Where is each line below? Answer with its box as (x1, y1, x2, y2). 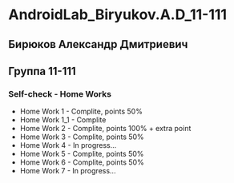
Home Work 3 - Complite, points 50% (19, 132, 144, 141)
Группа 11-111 (8, 64, 76, 78)
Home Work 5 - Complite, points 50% (19, 149, 144, 159)
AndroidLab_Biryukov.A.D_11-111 (8, 6, 227, 24)
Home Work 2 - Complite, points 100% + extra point (19, 124, 192, 133)
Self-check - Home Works (8, 88, 112, 99)
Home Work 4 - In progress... (19, 141, 117, 150)
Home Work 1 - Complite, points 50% (19, 106, 143, 117)
